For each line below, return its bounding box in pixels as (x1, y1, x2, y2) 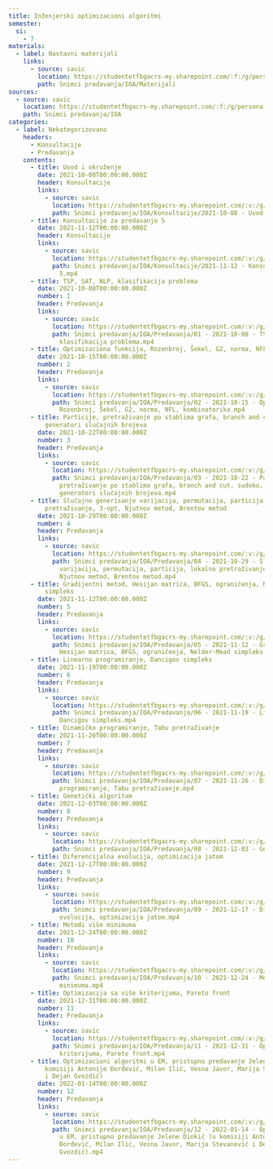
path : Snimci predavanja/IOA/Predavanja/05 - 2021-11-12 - (51, 640, 256, 648)
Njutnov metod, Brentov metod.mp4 (59, 572, 176, 581)
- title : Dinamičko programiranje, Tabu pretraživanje (29, 724, 220, 732)
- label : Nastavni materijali (15, 50, 118, 58)
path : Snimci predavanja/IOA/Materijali (37, 80, 176, 88)
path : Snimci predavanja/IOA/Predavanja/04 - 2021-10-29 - (51, 557, 256, 565)
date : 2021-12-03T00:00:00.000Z (37, 799, 148, 807)
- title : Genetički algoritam (29, 792, 132, 800)
